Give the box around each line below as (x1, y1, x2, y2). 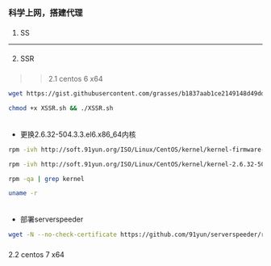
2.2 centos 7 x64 (8, 250, 65, 260)
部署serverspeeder (19, 214, 84, 224)
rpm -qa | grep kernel (8, 175, 85, 183)
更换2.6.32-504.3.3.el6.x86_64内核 (19, 129, 136, 139)
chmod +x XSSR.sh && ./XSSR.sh (8, 104, 114, 112)
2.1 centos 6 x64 (48, 74, 103, 84)
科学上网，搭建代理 (8, 6, 83, 18)
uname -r (8, 189, 38, 197)
